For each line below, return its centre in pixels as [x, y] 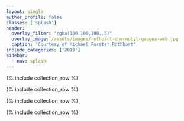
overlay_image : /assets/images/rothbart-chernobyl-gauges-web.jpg [95, 39]
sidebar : [17, 55]
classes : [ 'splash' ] [32, 22]
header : [16, 28]
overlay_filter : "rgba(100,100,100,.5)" [62, 34]
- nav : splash [29, 61]
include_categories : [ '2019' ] [43, 50]
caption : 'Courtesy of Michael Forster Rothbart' [74, 45]
